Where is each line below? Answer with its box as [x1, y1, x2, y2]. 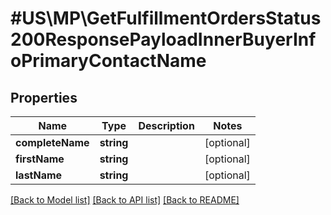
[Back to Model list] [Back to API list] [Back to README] [10, 194, 240, 206]
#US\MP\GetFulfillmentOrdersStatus [10, 7, 322, 30]
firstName [15, 152, 65, 166]
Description [138, 119, 195, 132]
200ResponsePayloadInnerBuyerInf [10, 28, 317, 51]
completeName [15, 136, 90, 149]
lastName [15, 168, 63, 182]
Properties [10, 89, 78, 106]
